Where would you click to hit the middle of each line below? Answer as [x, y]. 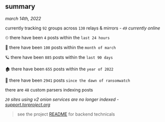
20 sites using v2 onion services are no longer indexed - [62, 99]
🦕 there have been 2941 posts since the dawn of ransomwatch [68, 80]
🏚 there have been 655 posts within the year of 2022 [59, 69]
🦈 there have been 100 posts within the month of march [61, 47]
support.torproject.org [28, 104]
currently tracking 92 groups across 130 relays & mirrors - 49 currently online [83, 28]
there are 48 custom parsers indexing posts [49, 90]
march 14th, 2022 [23, 18]
